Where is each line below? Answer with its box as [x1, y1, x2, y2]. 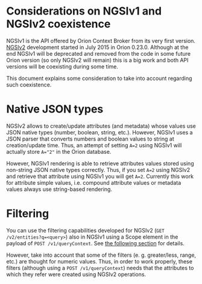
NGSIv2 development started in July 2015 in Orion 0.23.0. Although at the [6, 44, 189, 51]
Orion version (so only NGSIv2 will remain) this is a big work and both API [6, 56, 189, 64]
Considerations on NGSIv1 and [6, 4, 162, 18]
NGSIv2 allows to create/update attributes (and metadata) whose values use [6, 122, 196, 130]
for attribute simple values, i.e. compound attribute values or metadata [6, 179, 181, 186]
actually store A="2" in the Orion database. [6, 148, 112, 155]
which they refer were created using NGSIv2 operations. [6, 271, 147, 278]
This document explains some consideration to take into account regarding [6, 74, 192, 82]
